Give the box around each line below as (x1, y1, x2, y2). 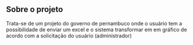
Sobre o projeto (6, 5, 63, 14)
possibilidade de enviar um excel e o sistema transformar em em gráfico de (6, 26, 188, 33)
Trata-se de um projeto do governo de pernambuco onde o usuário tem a (6, 20, 183, 27)
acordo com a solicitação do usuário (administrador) (6, 32, 132, 39)
